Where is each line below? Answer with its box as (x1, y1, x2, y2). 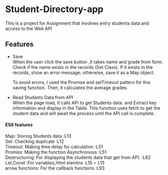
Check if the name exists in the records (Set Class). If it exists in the (12, 64, 153, 70)
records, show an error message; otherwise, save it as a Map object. (12, 69, 155, 75)
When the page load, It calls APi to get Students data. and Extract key (12, 100, 157, 106)
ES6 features (5, 122, 33, 128)
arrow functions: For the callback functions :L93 (5, 165, 105, 171)
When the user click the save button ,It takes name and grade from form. (12, 59, 163, 65)
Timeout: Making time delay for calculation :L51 (5, 143, 103, 149)
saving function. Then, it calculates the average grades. (12, 84, 128, 91)
